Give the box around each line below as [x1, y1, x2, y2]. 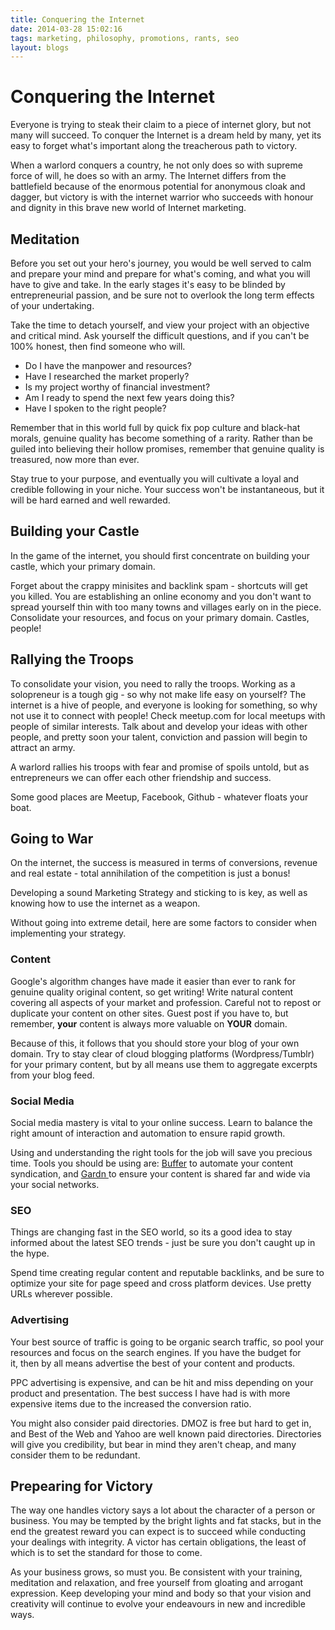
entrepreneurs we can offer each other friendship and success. [10, 771, 272, 783]
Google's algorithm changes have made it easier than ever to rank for [10, 975, 296, 987]
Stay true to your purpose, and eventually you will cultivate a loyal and [10, 473, 300, 485]
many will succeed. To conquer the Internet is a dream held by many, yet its [10, 129, 322, 141]
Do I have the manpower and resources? [24, 360, 192, 371]
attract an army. [10, 741, 76, 753]
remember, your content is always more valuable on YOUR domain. [10, 1017, 288, 1030]
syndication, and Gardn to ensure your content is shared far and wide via [10, 1168, 311, 1180]
